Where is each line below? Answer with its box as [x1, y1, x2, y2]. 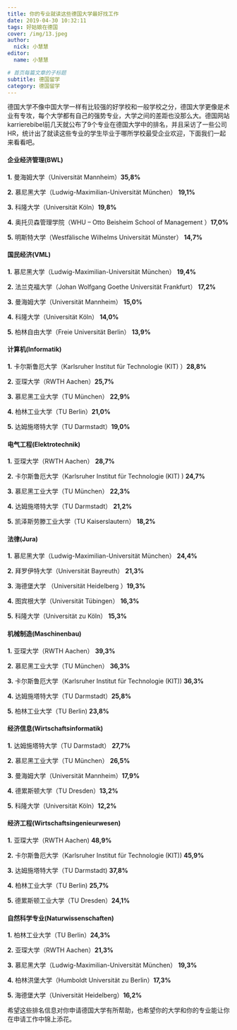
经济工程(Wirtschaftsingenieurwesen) [7, 819, 121, 828]
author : [7, 37, 30, 44]
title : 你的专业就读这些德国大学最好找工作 [7, 10, 119, 18]
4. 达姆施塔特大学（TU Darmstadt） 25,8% [7, 692, 132, 700]
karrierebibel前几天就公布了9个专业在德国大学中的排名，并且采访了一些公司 [7, 120, 227, 129]
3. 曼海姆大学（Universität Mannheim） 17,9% [7, 771, 140, 779]
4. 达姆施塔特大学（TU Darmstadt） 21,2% [7, 502, 133, 510]
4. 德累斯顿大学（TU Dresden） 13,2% [7, 786, 119, 795]
